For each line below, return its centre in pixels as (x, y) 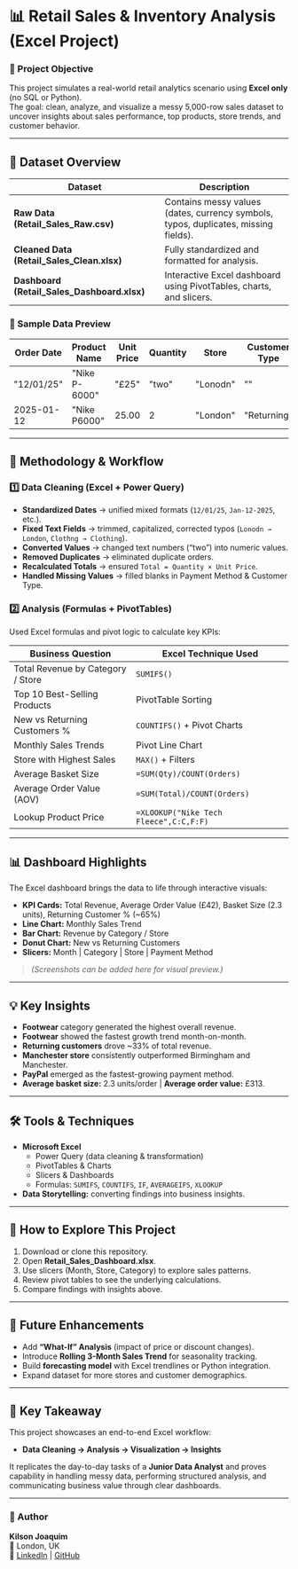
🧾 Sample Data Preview (60, 324)
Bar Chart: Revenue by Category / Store (95, 934)
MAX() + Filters (165, 759)
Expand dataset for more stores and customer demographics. (134, 1375)
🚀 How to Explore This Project (92, 1230)
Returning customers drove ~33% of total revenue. (117, 1046)
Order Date (38, 352)
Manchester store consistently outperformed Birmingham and (136, 1055)
